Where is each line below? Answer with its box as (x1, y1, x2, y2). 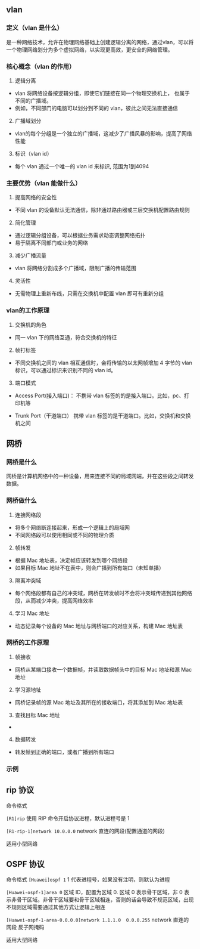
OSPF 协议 (6, 859, 45, 869)
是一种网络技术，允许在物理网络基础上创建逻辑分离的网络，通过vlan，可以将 (6, 38, 194, 45)
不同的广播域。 (14, 97, 52, 104)
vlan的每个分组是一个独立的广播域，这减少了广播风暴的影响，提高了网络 (14, 129, 192, 137)
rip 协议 (6, 785, 35, 795)
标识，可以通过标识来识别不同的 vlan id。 (14, 366, 117, 373)
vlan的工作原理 (6, 307, 49, 315)
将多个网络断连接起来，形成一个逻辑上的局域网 (14, 524, 130, 531)
